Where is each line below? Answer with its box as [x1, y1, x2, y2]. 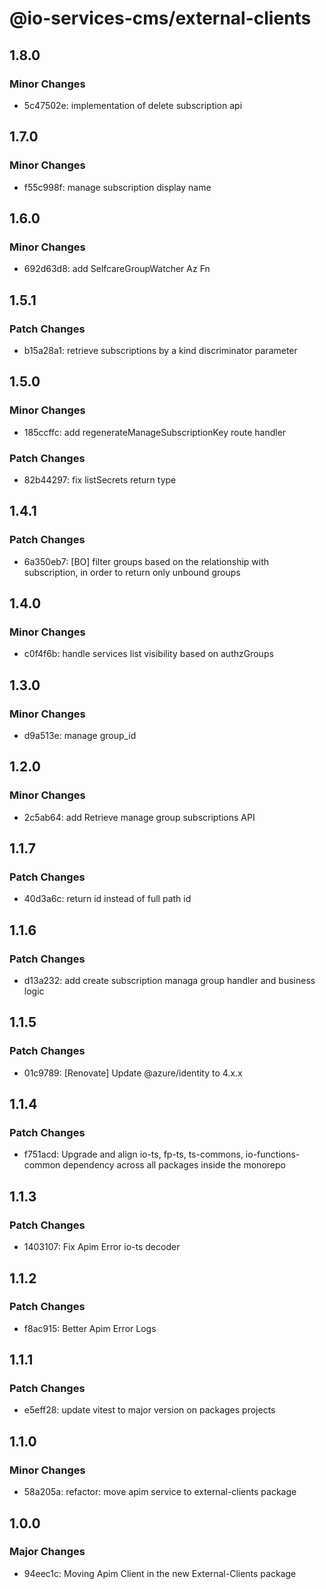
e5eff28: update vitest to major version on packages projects [23, 1404, 276, 1416]
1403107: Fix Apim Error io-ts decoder [23, 1241, 181, 1253]
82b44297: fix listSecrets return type [23, 473, 177, 486]
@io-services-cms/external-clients [9, 7, 312, 30]
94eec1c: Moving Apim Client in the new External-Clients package [23, 1567, 297, 1579]
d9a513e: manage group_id [23, 729, 137, 741]
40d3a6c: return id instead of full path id [23, 893, 192, 905]
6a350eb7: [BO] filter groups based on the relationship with [23, 555, 270, 567]
